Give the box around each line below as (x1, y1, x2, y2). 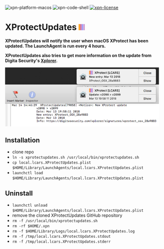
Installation (5, 136, 40, 144)
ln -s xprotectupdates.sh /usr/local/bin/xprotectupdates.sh (12, 155, 140, 160)
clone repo (12, 149, 34, 155)
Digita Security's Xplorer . (5, 58, 58, 63)
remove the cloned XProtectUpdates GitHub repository (12, 212, 123, 218)
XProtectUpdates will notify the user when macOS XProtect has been (5, 38, 149, 43)
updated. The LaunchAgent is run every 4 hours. (5, 43, 106, 49)
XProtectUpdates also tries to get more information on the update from (5, 52, 152, 58)
